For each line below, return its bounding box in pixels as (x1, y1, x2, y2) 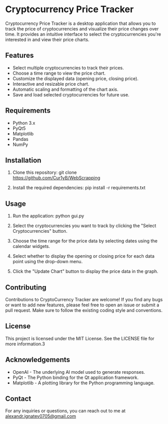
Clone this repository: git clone (12, 169, 77, 175)
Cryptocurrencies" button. (12, 228, 68, 234)
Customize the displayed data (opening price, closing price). (12, 75, 139, 82)
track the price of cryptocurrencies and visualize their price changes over (5, 25, 159, 31)
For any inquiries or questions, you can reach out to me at (5, 408, 125, 414)
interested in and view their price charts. (5, 37, 90, 43)
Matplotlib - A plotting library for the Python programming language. (12, 379, 155, 386)
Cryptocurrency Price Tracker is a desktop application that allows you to (5, 20, 156, 26)
